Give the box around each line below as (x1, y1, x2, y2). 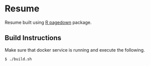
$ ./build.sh (5, 57, 32, 62)
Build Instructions (5, 34, 62, 42)
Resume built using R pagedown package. (5, 19, 92, 25)
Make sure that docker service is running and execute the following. (5, 47, 145, 53)
